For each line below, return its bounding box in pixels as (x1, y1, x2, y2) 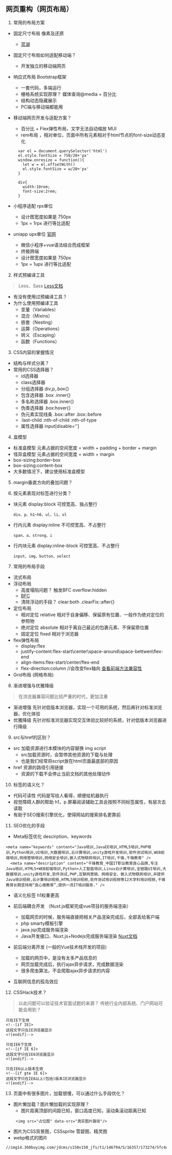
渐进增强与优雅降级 (13, 682, 54, 689)
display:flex (20, 643, 45, 649)
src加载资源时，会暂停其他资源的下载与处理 (20, 751, 113, 758)
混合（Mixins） (20, 312, 53, 319)
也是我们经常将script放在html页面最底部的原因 (20, 758, 118, 764)
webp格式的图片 (13, 1135, 48, 1141)
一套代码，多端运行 (20, 84, 62, 90)
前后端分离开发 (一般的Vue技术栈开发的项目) (13, 944, 107, 950)
